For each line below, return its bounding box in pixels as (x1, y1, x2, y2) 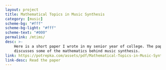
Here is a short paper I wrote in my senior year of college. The (14, 44, 154, 49)
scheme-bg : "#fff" (5, 21, 43, 26)
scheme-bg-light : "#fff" (5, 26, 56, 31)
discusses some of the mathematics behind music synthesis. (14, 48, 140, 53)
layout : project (5, 7, 39, 12)
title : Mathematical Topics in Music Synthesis (5, 12, 105, 17)
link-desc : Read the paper (5, 58, 61, 63)
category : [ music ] (5, 16, 43, 21)
